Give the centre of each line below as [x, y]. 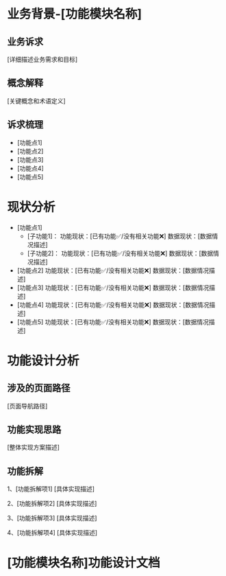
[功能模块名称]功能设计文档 [84, 563]
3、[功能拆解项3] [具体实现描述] [52, 518]
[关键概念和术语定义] [37, 101]
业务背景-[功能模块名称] [75, 14]
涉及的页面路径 [39, 388]
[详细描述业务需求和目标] [42, 59]
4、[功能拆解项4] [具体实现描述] [52, 533]
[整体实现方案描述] [34, 448]
